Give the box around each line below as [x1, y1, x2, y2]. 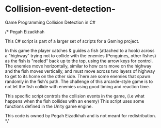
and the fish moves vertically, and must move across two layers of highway [5, 68, 155, 74]
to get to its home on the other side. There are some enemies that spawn [5, 73, 151, 79]
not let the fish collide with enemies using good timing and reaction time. [5, 83, 150, 89]
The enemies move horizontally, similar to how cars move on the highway [5, 63, 152, 69]
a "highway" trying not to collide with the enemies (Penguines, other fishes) [5, 52, 156, 59]
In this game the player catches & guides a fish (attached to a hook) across [5, 48, 155, 53]
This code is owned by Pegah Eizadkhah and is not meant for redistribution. [5, 112, 156, 118]
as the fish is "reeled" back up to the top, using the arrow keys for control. [5, 58, 153, 64]
